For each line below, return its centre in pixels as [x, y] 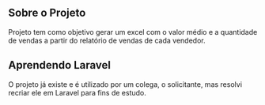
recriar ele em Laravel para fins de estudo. [77, 92]
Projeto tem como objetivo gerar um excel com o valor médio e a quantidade [133, 32]
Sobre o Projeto [47, 13]
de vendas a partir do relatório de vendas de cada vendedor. [107, 40]
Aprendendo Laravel [60, 65]
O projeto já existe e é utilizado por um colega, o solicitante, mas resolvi [125, 84]
